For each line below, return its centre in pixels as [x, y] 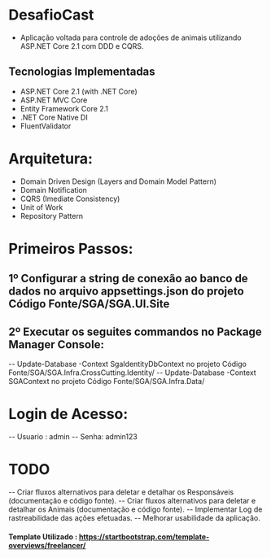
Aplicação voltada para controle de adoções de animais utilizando [131, 37]
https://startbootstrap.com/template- [144, 536]
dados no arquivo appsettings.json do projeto [126, 292]
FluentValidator [46, 126]
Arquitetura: [51, 158]
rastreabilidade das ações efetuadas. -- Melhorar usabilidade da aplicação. [134, 517]
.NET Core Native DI [54, 117]
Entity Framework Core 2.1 [64, 108]
